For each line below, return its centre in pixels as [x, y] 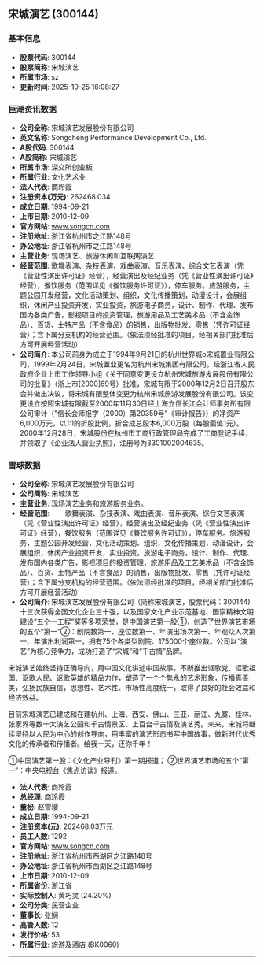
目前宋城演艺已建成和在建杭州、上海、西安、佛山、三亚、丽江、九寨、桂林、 [132, 714]
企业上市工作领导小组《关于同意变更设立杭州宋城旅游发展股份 [133, 373]
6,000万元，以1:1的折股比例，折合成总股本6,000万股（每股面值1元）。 [131, 423]
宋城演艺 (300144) [54, 14]
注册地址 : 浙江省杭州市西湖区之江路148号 [86, 856]
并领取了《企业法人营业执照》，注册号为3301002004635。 [114, 443]
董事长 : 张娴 [39, 915]
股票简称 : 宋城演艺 [49, 67]
